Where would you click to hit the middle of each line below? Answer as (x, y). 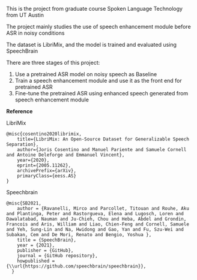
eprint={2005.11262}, (44, 165)
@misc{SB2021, (24, 203)
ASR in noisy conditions (35, 33)
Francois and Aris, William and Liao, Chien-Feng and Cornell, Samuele (98, 224)
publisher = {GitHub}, (45, 251)
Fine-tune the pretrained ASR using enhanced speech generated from (102, 93)
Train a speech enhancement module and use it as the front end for (98, 81)
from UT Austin (25, 15)
